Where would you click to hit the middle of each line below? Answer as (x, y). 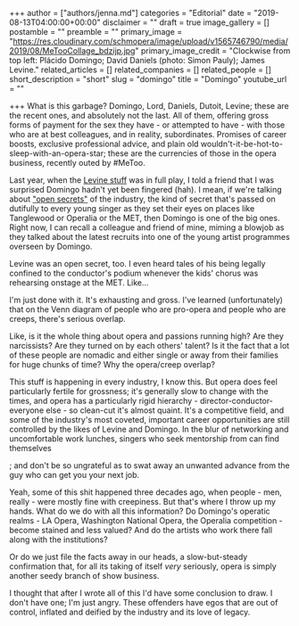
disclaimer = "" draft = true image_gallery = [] (186, 22)
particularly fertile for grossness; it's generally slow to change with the (139, 391)
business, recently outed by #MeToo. (77, 163)
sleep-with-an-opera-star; (58, 153)
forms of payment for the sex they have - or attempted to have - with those (147, 125)
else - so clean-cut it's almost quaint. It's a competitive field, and (165, 410)
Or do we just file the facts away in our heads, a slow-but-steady (129, 557)
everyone (27, 410)
